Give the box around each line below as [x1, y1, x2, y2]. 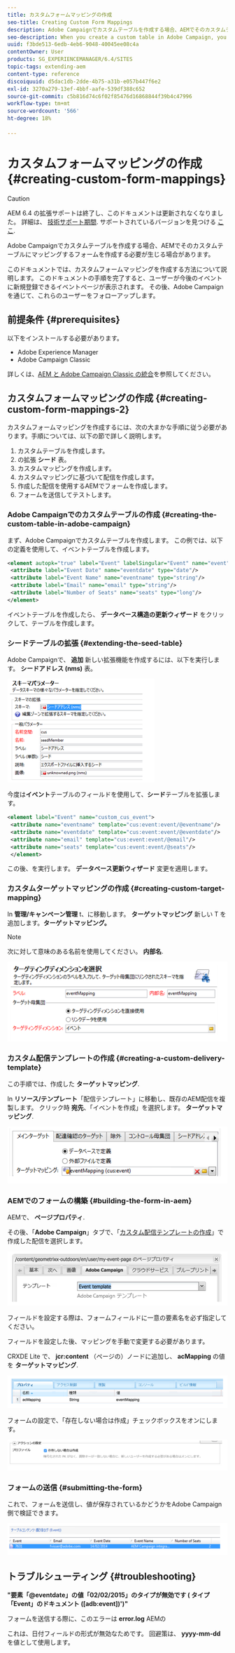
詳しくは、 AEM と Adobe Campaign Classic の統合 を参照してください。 [7, 369, 215, 378]
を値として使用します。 [7, 1638, 75, 1646]
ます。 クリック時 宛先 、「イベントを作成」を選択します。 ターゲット [19, 1103, 217, 1112]
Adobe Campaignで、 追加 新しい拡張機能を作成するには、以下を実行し [7, 656, 214, 664]
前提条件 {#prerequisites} [7, 314, 120, 326]
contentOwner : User [7, 48, 64, 55]
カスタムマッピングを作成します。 [17, 464, 115, 473]
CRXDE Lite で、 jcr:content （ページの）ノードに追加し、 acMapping [7, 1352, 211, 1360]
